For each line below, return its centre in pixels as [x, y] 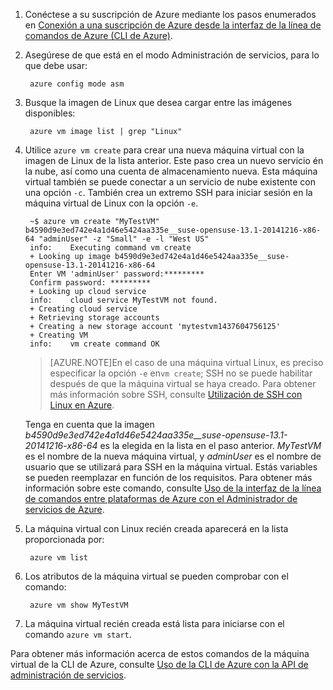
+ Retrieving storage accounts [94, 318]
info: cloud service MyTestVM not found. [123, 300]
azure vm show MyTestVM [79, 605]
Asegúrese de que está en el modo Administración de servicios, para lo [172, 55]
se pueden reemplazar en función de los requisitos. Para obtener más [168, 477]
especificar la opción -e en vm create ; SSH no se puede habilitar [181, 373]
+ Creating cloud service [83, 309]
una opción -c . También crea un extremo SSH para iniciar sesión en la [168, 192]
